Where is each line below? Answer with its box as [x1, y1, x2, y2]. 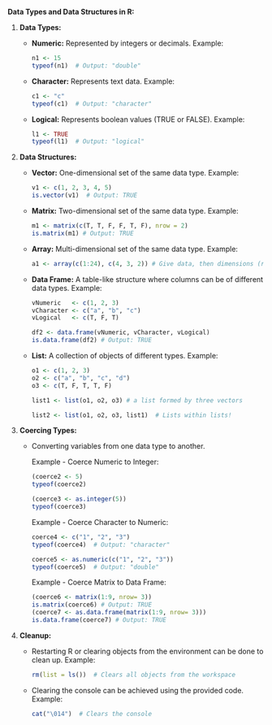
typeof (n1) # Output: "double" [31, 61, 141, 70]
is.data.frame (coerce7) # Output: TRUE [31, 616, 167, 624]
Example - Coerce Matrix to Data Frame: [31, 577, 167, 588]
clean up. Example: [31, 654, 96, 665]
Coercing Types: [19, 426, 77, 436]
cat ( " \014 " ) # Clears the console [31, 710, 152, 718]
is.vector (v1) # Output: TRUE [31, 191, 138, 200]
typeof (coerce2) [31, 480, 87, 488]
